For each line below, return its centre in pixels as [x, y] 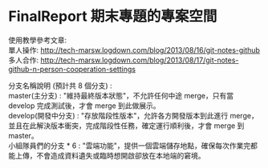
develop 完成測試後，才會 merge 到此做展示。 [84, 106]
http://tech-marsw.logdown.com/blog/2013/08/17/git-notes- [139, 60]
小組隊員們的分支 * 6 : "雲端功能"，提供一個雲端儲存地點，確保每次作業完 [130, 146]
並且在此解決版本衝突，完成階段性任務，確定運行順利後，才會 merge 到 [126, 126]
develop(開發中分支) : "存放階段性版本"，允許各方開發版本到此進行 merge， [133, 115]
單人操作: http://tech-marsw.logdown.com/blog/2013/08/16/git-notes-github [134, 50]
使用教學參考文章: [38, 40]
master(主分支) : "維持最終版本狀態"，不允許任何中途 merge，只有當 [121, 95]
